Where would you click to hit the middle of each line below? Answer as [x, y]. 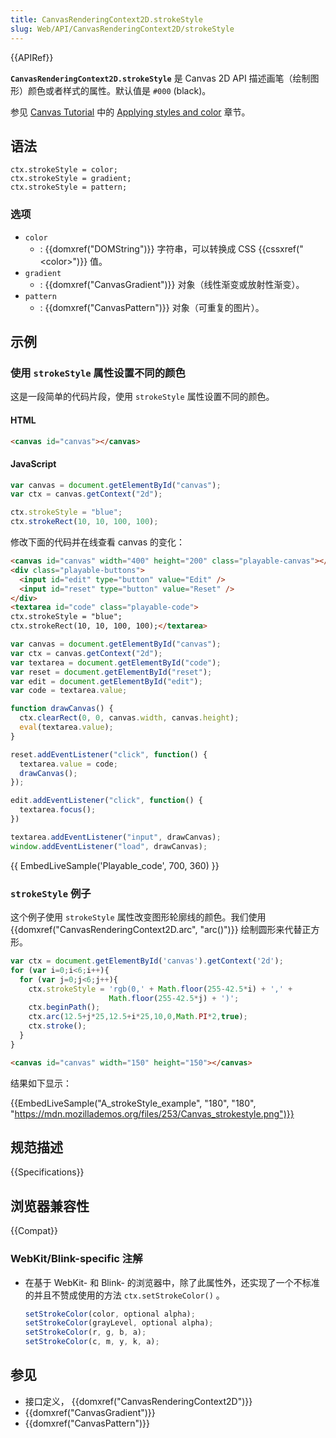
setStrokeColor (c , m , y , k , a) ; [92, 1342]
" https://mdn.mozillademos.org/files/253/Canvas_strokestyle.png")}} [152, 1113]
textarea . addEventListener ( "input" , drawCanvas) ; [116, 837]
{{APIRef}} [32, 57]
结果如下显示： [41, 1083]
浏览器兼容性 [50, 1206]
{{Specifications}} [47, 1172]
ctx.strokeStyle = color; [64, 170]
